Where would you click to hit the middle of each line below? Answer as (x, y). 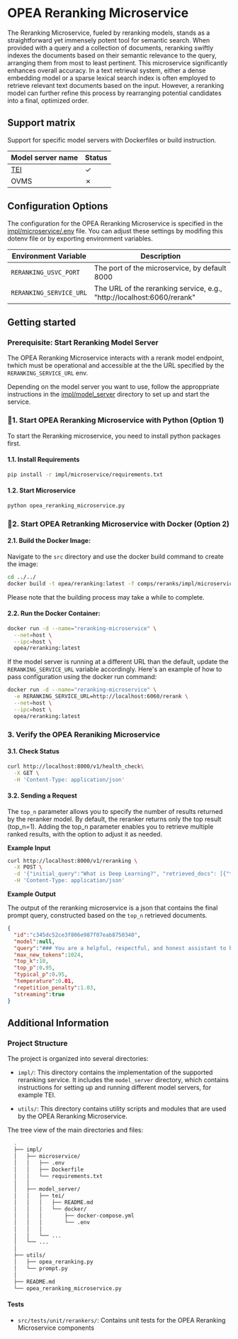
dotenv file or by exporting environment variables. (80, 238)
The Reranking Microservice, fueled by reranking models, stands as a (109, 33)
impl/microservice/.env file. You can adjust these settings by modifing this (115, 231)
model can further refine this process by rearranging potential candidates (114, 93)
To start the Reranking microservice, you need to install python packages (114, 436)
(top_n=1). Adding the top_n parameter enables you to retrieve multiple (110, 826)
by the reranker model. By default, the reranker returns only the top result (114, 819)
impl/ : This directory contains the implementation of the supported (115, 1072)
